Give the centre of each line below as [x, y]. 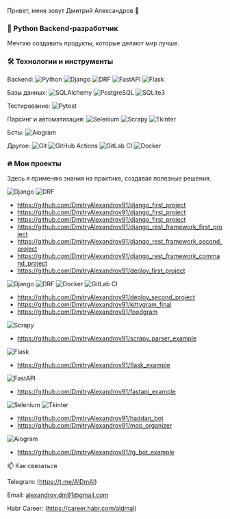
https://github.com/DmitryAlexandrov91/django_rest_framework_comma [118, 256]
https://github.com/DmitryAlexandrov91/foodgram [87, 312]
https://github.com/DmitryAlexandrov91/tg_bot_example [95, 452]
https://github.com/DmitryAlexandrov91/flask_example [93, 365]
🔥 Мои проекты [34, 163]
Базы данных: [27, 92]
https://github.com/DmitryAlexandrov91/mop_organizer [94, 425]
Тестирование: [29, 106]
